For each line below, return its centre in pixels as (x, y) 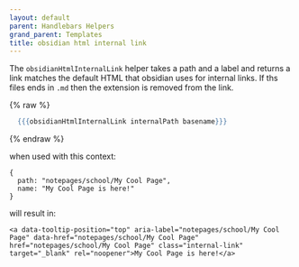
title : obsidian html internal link (78, 43)
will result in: (33, 214)
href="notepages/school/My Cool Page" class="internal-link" (127, 246)
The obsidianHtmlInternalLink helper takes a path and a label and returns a (150, 69)
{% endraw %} (37, 139)
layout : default (40, 18)
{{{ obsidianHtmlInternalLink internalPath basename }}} (122, 122)
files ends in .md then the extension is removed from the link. (122, 87)
